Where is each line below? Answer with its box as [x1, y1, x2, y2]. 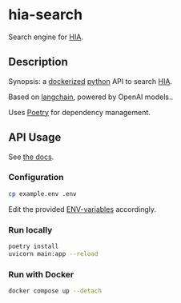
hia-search [8, 6, 82, 24]
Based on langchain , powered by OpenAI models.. [8, 92, 174, 102]
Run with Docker [8, 269, 74, 280]
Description [8, 55, 68, 69]
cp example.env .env [8, 189, 78, 197]
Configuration [8, 172, 64, 183]
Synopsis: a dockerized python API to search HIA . [8, 76, 173, 86]
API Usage [8, 130, 62, 145]
